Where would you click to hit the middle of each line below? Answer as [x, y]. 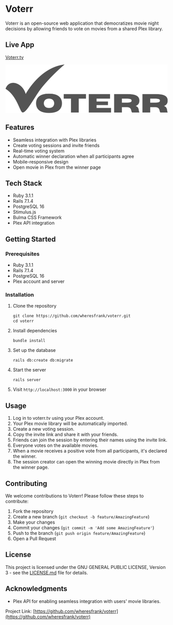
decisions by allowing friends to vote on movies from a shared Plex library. [84, 28]
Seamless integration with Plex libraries [55, 140]
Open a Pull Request [34, 539]
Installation [20, 295]
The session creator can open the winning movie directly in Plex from [86, 462]
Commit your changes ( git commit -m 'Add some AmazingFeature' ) [83, 528]
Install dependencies [35, 331]
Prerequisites [22, 254]
